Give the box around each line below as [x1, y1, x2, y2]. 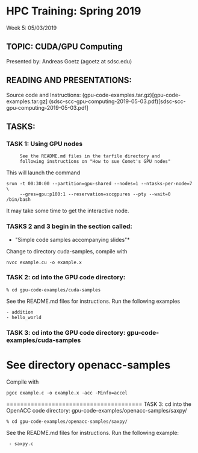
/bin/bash [6, 197, 31, 203]
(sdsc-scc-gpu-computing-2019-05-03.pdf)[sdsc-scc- [49, 98, 186, 105]
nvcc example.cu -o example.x [6, 259, 82, 265]
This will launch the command [6, 169, 81, 176]
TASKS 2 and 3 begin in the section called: [6, 222, 132, 230]
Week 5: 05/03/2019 [6, 24, 57, 31]
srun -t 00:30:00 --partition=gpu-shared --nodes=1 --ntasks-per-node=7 [6, 181, 193, 187]
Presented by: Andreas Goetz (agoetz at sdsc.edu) [6, 57, 132, 65]
